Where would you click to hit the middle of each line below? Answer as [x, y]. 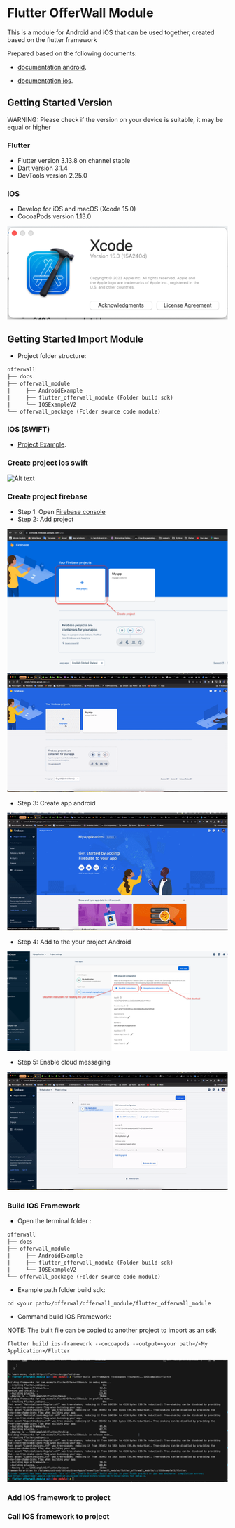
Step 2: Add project [45, 519]
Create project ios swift [48, 463]
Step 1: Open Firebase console [62, 512]
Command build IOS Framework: [64, 1317]
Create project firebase [48, 496]
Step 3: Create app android [56, 803]
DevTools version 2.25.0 [52, 176]
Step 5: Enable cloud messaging [64, 1062]
